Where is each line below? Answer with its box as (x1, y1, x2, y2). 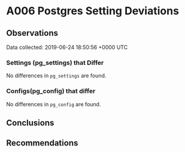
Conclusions (6, 117, 54, 128)
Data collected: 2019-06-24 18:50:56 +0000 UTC (6, 44, 128, 51)
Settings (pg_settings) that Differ (6, 58, 104, 67)
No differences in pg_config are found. (6, 100, 101, 108)
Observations (6, 28, 59, 38)
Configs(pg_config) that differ (6, 87, 96, 95)
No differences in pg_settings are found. (6, 72, 107, 79)
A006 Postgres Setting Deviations (6, 4, 180, 18)
